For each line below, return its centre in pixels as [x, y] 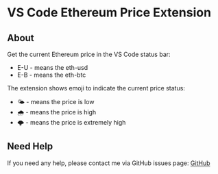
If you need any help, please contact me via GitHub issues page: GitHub [109, 163]
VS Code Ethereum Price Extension [109, 13]
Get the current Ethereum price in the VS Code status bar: [89, 54]
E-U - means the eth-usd [52, 67]
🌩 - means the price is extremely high [71, 122]
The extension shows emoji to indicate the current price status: [96, 88]
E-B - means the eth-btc [51, 75]
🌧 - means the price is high [57, 112]
